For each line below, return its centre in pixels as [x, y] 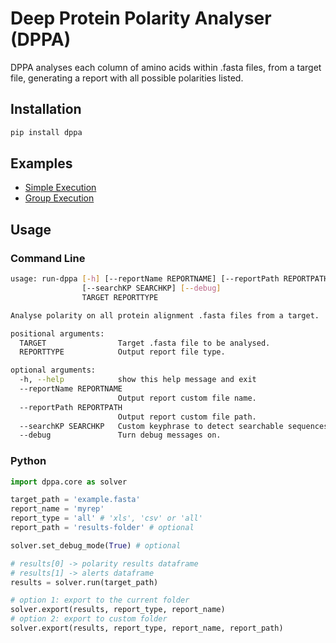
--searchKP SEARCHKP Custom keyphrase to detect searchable [151, 426]
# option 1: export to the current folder [100, 600]
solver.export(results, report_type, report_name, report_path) [147, 628]
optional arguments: [53, 370]
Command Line [48, 258]
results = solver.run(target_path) [84, 582]
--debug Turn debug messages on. [120, 435]
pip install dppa [46, 132]
